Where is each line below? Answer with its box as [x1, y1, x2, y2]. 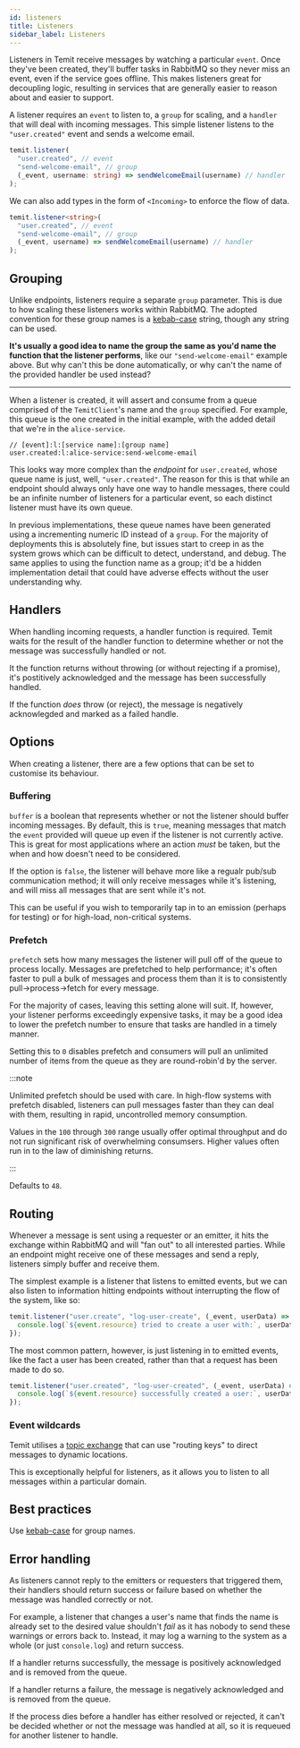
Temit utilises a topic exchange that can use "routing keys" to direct [9, 1439, 258, 1450]
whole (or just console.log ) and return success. [9, 1640, 185, 1651]
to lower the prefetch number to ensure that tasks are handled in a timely [9, 1019, 278, 1030]
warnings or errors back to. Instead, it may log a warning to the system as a [9, 1631, 287, 1641]
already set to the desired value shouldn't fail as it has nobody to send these [9, 1621, 291, 1632]
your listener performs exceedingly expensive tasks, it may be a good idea [9, 1010, 283, 1020]
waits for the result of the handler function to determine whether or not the [9, 635, 284, 646]
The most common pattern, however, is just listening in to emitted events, [9, 1344, 279, 1356]
